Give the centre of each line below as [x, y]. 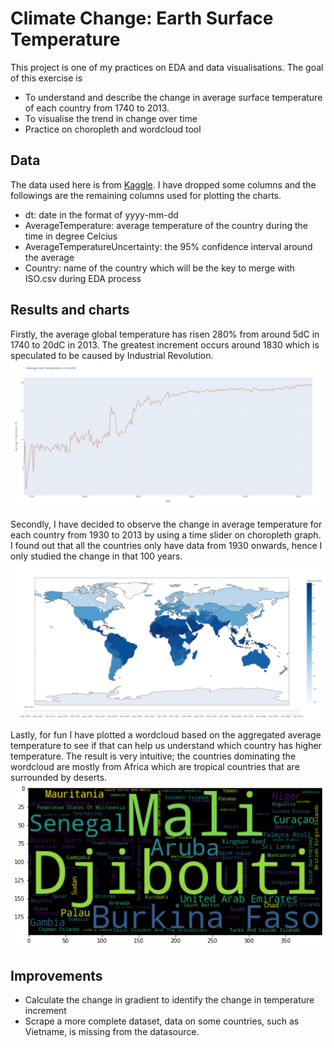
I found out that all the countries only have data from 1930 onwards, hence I [166, 546]
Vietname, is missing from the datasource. [112, 1032]
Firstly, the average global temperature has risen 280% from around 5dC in [165, 334]
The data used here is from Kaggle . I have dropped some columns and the [163, 184]
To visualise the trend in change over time [111, 118]
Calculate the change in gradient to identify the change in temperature [169, 1000]
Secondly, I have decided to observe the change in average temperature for [166, 524]
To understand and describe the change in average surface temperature [173, 97]
